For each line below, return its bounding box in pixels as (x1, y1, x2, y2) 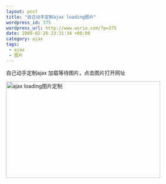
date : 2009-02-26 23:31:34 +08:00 (6, 31, 91, 36)
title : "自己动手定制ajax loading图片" (6, 14, 97, 20)
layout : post (6, 8, 38, 15)
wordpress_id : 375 (6, 19, 51, 25)
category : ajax (6, 36, 43, 42)
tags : (6, 42, 19, 48)
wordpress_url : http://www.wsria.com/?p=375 (6, 25, 117, 31)
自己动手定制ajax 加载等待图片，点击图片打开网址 (6, 69, 126, 76)
